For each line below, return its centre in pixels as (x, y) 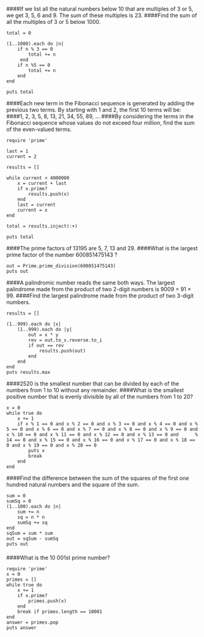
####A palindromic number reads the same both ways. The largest (91, 283)
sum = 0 (16, 496)
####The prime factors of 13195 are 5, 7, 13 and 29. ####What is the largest (102, 248)
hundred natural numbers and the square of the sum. (73, 485)
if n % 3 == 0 (35, 49)
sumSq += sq (32, 523)
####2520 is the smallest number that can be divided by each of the (93, 384)
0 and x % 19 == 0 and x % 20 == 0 (52, 445)
